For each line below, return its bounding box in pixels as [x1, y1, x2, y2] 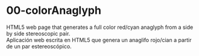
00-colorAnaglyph [6, 4, 101, 17]
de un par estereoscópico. [6, 43, 72, 50]
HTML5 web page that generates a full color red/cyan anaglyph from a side [6, 23, 194, 31]
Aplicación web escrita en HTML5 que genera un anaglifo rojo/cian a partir [6, 36, 192, 43]
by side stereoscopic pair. [6, 30, 71, 37]
